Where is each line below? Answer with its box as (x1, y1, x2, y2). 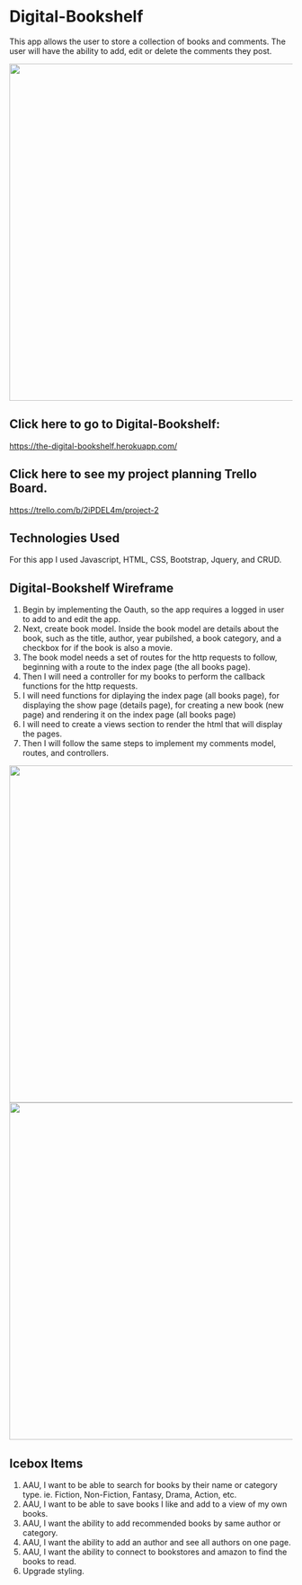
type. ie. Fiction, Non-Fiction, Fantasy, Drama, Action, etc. (22, 1490, 237, 1500)
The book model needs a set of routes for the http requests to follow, (22, 652, 278, 663)
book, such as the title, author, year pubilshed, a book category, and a (22, 633, 281, 644)
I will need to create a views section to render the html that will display (22, 719, 283, 730)
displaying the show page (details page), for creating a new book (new (22, 699, 285, 711)
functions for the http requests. (22, 681, 138, 691)
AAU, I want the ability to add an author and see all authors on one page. (22, 1537, 291, 1547)
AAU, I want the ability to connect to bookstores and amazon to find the (22, 1546, 288, 1557)
